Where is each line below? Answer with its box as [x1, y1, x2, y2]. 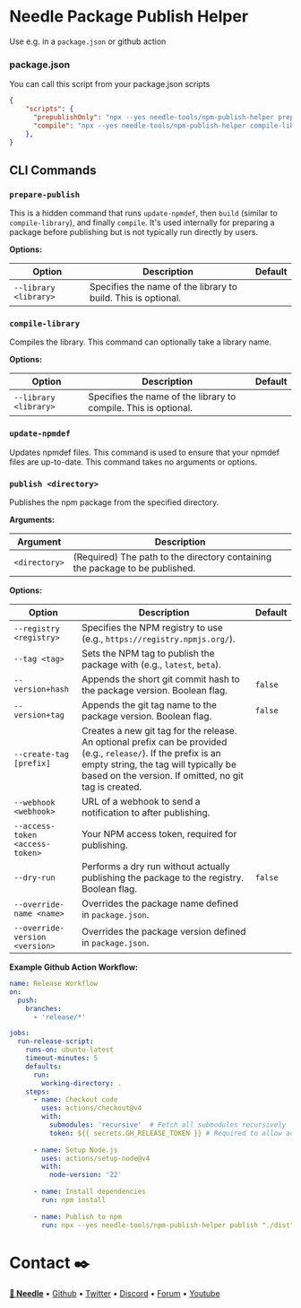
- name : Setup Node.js [32, 1146, 118, 1155]
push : [17, 996, 39, 1005]
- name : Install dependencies [32, 1187, 146, 1197]
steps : [25, 1087, 50, 1096]
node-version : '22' [48, 1171, 123, 1180]
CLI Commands [9, 162, 97, 178]
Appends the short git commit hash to [82, 673, 240, 685]
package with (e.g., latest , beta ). [82, 658, 221, 671]
